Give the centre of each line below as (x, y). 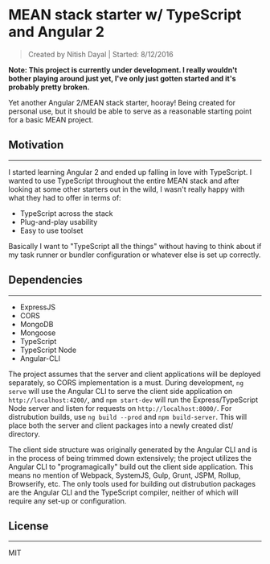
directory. (24, 433)
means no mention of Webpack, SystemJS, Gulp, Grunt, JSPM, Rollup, (125, 475)
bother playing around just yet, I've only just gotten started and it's (122, 78)
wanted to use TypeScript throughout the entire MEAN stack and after (124, 180)
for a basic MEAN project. (51, 119)
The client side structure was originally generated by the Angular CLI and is (133, 450)
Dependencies (45, 280)
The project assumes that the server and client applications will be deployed (135, 374)
